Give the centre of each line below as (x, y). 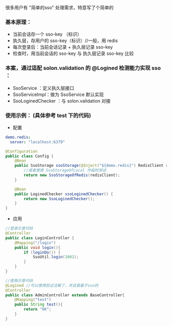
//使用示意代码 (19, 281)
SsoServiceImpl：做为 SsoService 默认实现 (58, 94)
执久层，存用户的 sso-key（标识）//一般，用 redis (65, 41)
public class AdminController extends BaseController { (65, 295)
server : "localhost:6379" (38, 142)
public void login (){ (37, 247)
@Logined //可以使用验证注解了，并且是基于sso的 (52, 285)
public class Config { (29, 156)
